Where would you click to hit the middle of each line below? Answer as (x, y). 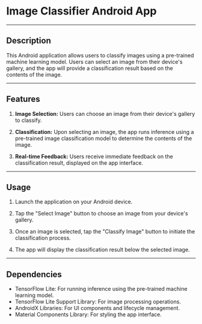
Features (23, 99)
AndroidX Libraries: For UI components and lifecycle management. (97, 308)
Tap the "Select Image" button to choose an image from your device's (101, 214)
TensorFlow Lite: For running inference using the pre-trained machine (101, 289)
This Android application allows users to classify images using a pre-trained (100, 55)
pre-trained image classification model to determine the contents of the (103, 138)
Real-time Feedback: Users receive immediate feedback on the (94, 156)
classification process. (43, 238)
